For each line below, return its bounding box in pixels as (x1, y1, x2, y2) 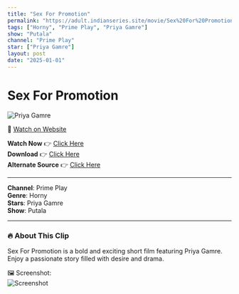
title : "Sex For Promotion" (7, 10, 91, 18)
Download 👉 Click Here (7, 149, 80, 158)
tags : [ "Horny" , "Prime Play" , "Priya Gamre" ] (7, 23, 148, 31)
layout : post (7, 51, 46, 58)
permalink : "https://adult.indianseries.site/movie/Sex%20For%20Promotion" (7, 17, 237, 24)
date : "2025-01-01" (7, 57, 65, 64)
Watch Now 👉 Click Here (7, 139, 84, 147)
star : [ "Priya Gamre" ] (7, 43, 75, 51)
